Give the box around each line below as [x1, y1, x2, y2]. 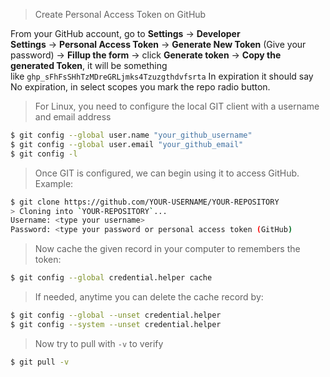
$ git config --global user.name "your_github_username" [10, 130, 253, 140]
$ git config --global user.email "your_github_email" [10, 139, 244, 149]
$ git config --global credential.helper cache [10, 273, 213, 283]
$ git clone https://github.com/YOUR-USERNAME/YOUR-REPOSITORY [10, 197, 280, 207]
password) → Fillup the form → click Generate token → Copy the [10, 49, 282, 61]
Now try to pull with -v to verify [34, 337, 164, 349]
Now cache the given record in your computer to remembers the [34, 243, 301, 255]
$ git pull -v [10, 357, 70, 367]
